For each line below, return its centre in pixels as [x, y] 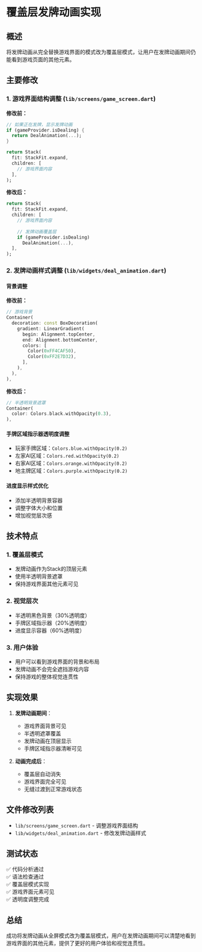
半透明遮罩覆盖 [42, 733]
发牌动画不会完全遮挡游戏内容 [52, 669]
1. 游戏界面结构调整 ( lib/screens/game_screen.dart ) [81, 99]
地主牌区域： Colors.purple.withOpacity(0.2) [71, 471]
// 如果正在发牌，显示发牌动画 [40, 124]
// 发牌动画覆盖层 [37, 232]
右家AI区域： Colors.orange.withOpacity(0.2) [71, 463]
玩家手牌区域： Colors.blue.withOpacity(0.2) [71, 448]
